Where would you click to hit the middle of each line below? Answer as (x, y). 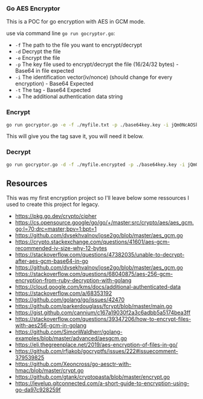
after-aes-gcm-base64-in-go (52, 261)
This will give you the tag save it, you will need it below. (75, 136)
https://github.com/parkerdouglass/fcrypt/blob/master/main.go (94, 306)
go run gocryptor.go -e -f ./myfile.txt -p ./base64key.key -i (88, 125)
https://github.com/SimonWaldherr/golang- (69, 332)
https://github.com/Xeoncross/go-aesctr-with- (73, 364)
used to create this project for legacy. (53, 205)
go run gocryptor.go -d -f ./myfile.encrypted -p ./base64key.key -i (96, 165)
